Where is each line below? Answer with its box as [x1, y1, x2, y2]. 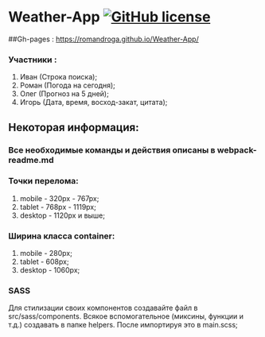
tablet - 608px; [19, 257, 69, 266]
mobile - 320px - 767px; [19, 193, 99, 203]
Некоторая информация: [8, 120, 139, 134]
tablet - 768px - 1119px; [19, 202, 97, 211]
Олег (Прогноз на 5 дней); [19, 89, 109, 99]
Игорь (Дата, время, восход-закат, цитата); [19, 98, 168, 107]
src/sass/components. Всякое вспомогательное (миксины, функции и [8, 312, 244, 321]
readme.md [8, 154, 54, 165]
